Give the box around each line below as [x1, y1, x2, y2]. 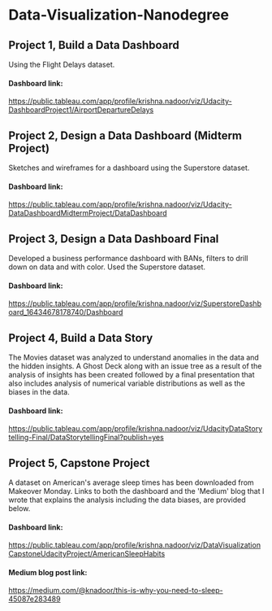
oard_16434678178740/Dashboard [8, 308, 123, 317]
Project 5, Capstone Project [8, 456, 150, 469]
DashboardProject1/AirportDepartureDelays [8, 105, 154, 115]
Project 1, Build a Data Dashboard [8, 38, 180, 52]
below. [8, 504, 31, 513]
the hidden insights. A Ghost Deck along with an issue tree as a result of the [8, 361, 262, 371]
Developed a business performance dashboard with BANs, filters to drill [8, 254, 249, 264]
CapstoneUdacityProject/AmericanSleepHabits [8, 549, 166, 559]
